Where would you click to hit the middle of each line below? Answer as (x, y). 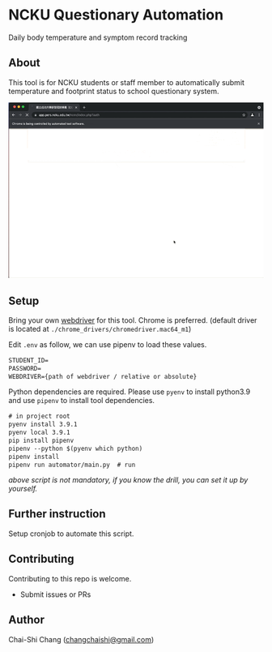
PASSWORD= (25, 369)
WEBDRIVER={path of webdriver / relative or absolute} (103, 377)
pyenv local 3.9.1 (39, 433)
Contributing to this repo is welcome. (70, 578)
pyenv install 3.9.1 (43, 425)
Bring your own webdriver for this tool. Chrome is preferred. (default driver (133, 320)
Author (26, 620)
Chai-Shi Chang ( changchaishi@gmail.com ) (81, 639)
